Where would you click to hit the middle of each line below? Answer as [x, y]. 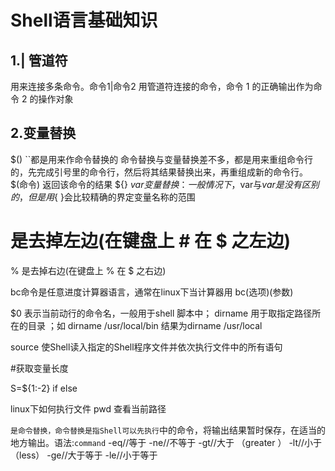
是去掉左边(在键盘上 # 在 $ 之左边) [151, 241]
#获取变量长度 [39, 368]
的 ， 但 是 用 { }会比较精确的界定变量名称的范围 [103, 197]
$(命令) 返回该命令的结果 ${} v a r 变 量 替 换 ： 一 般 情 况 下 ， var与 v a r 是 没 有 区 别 [165, 184]
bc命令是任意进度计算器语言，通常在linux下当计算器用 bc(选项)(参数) [152, 292]
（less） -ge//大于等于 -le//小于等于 [84, 455]
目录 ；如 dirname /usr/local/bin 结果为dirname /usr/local [145, 325]
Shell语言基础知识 [84, 20]
